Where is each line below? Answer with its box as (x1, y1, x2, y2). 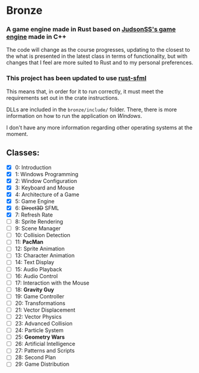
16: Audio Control (14, 272, 58, 280)
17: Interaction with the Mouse (14, 279, 90, 286)
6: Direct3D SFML (14, 204, 60, 211)
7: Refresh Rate (14, 211, 53, 218)
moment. (6, 130, 28, 137)
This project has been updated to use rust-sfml (6, 74, 147, 82)
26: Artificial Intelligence (14, 341, 76, 348)
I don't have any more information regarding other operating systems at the (6, 124, 193, 131)
